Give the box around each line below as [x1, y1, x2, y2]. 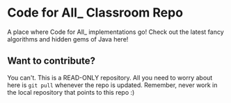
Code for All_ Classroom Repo [7, 5, 183, 21]
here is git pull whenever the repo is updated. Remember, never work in [7, 81, 218, 89]
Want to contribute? [7, 55, 96, 67]
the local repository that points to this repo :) [7, 88, 135, 96]
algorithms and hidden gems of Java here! [7, 35, 129, 43]
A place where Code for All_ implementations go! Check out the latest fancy [7, 28, 224, 36]
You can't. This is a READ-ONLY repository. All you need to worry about [7, 73, 213, 82]
